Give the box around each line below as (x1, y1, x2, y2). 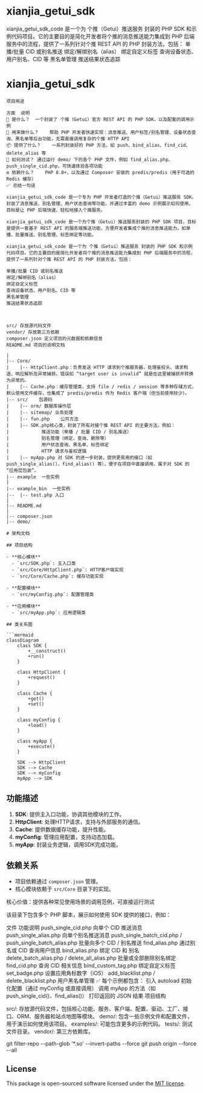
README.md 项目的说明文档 (6, 341, 65, 348)
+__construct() (28, 648, 66, 654)
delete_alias (6, 150, 39, 156)
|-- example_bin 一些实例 (6, 485, 71, 492)
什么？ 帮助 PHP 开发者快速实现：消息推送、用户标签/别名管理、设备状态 (25, 129, 192, 135)
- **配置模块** (6, 585, 41, 591)
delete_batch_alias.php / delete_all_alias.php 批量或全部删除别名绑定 (6, 954, 176, 961)
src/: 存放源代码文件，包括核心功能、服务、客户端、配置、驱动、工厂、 (6, 1005, 183, 1012)
